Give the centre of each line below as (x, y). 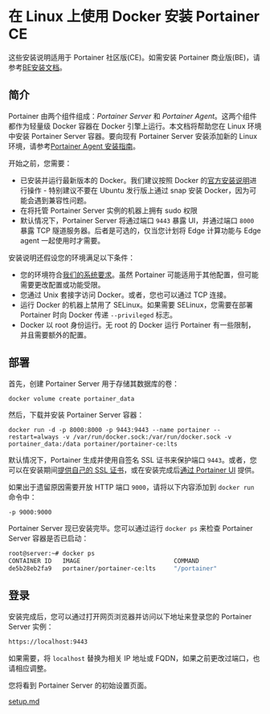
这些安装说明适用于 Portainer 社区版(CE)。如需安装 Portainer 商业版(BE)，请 (135, 57)
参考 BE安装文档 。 (37, 67)
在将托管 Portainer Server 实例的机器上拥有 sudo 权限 (109, 210)
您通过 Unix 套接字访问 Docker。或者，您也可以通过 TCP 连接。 (125, 295)
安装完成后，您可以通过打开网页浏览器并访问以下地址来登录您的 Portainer (130, 616)
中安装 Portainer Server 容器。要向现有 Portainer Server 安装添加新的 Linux (133, 136)
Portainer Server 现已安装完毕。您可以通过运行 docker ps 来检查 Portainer (131, 528)
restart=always (34, 437)
